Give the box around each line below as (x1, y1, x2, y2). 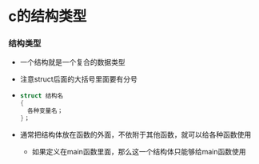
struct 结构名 (19, 92, 64, 100)
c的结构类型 (8, 7, 87, 26)
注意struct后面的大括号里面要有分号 (19, 74, 137, 84)
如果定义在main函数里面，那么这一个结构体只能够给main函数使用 (31, 146, 246, 156)
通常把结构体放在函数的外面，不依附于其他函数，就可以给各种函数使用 (19, 130, 252, 139)
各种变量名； (27, 107, 64, 115)
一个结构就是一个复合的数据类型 (19, 58, 126, 67)
